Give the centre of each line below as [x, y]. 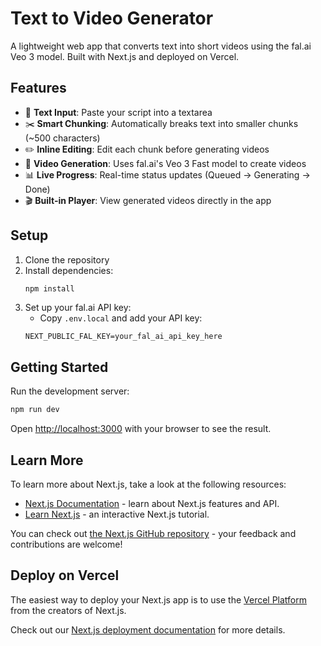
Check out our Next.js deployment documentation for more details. [148, 629]
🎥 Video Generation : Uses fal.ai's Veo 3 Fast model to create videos [165, 163]
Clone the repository [67, 259]
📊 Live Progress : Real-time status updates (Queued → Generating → [167, 174]
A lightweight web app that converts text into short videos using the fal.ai [161, 46]
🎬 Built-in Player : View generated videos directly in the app [148, 200]
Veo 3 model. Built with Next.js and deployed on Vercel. [125, 56]
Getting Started [59, 367]
